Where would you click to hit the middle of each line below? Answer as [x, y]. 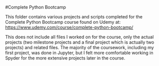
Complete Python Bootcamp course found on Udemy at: [63, 22]
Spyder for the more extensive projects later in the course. [65, 58]
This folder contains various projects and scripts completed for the [74, 17]
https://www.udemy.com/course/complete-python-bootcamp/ [69, 27]
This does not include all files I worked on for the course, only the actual [79, 37]
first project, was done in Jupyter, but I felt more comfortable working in [79, 53]
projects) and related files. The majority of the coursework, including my [79, 47]
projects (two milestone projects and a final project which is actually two [80, 42]
